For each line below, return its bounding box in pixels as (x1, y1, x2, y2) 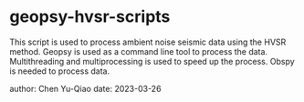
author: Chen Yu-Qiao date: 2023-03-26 (9, 83, 162, 94)
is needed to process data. (9, 66, 110, 76)
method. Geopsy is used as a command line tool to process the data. (9, 46, 267, 56)
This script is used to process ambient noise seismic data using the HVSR (9, 36, 287, 47)
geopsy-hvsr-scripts (9, 6, 171, 27)
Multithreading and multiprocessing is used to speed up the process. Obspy (9, 56, 295, 66)
